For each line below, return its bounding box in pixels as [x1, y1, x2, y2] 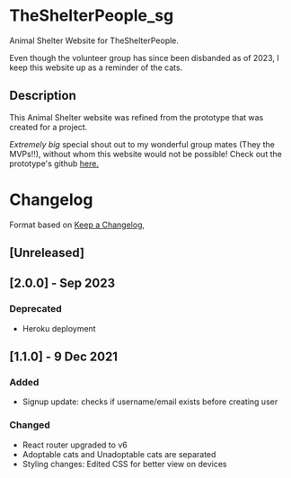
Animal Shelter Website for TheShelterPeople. [9, 35, 180, 46]
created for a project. [9, 121, 88, 132]
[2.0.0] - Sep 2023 [9, 276, 115, 291]
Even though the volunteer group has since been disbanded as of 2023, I [9, 52, 280, 63]
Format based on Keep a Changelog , [9, 219, 145, 230]
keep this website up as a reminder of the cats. [9, 62, 183, 73]
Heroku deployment [22, 323, 96, 333]
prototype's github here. [9, 158, 99, 169]
